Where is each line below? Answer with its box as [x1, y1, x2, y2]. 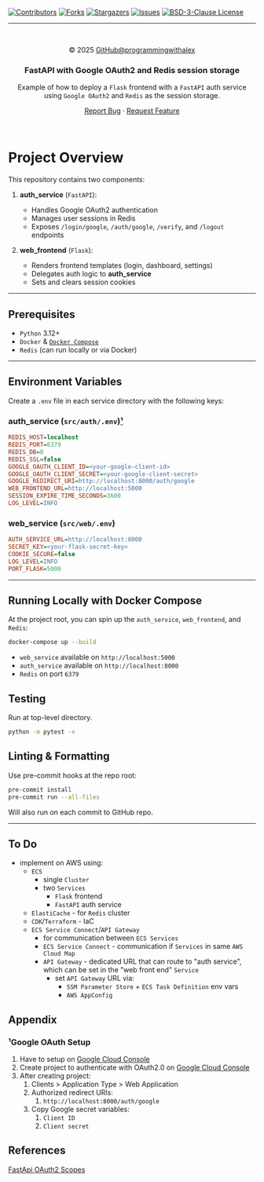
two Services [42, 884, 86, 893]
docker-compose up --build [8, 639, 97, 646]
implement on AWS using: [19, 858, 104, 868]
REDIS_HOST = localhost [8, 434, 79, 441]
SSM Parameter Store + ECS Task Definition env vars [66, 982, 239, 991]
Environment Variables [8, 375, 123, 389]
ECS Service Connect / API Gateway [31, 925, 140, 935]
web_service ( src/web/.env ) [8, 518, 115, 529]
